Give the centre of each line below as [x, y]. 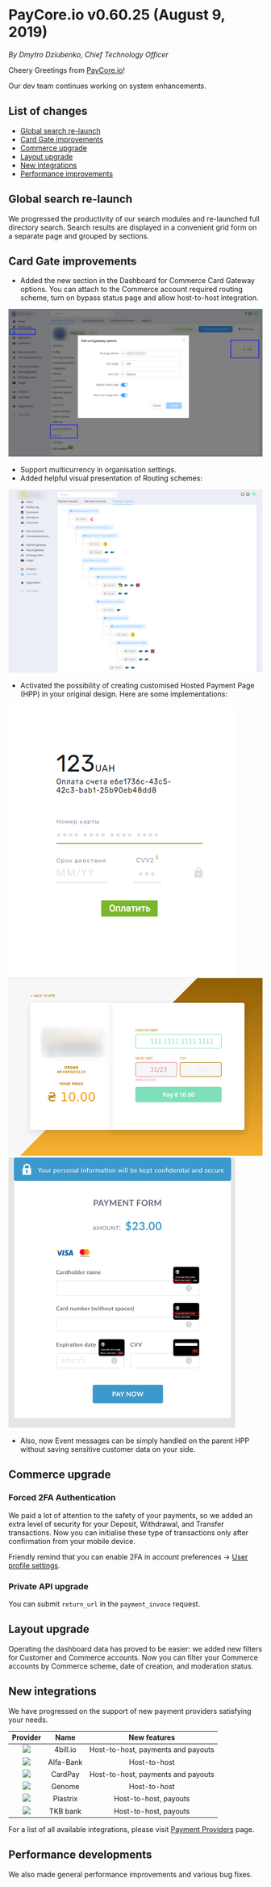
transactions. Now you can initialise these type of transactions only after [128, 1532]
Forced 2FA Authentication [62, 1498]
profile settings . [34, 1565]
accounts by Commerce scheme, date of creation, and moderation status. [131, 1666]
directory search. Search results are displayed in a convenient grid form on [133, 227]
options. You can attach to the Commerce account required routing [131, 290]
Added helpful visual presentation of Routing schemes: [111, 478]
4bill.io [65, 1749]
